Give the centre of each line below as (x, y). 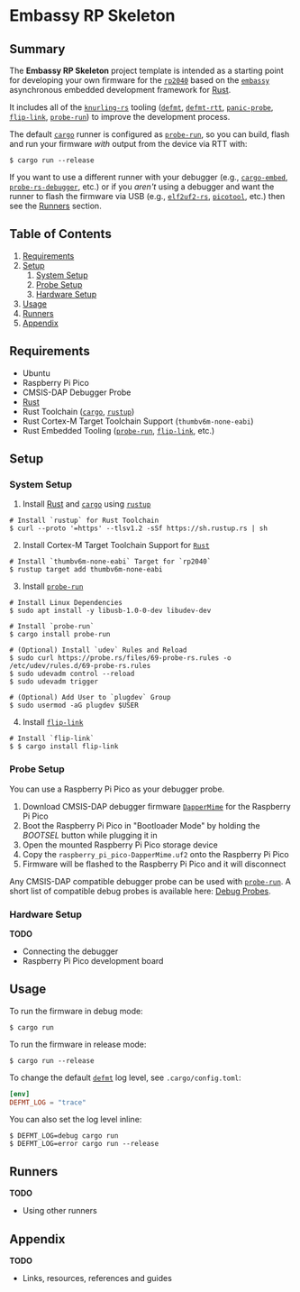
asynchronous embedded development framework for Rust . (120, 90)
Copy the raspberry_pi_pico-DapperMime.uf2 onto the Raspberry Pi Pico (156, 854)
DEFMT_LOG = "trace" (48, 1102)
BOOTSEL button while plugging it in (90, 835)
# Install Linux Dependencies (66, 603)
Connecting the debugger (70, 951)
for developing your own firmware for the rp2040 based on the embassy (140, 80)
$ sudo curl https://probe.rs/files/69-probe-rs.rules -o (120, 658)
